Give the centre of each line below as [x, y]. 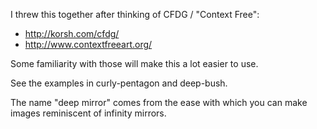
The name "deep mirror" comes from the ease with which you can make [159, 102]
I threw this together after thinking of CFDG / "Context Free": [135, 14]
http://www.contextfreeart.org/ [88, 44]
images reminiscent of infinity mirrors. [88, 113]
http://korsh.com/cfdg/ [72, 33]
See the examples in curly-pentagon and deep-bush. [119, 83]
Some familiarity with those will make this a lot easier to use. [134, 63]
